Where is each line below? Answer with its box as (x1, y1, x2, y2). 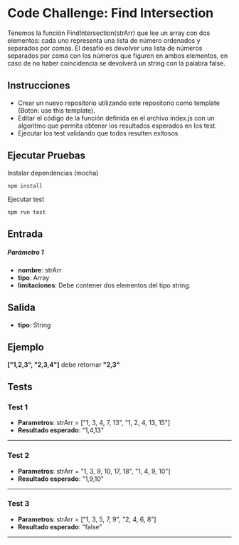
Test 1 (7, 402, 28, 412)
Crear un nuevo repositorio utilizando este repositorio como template (17, 98, 221, 107)
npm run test (7, 208, 46, 215)
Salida (7, 302, 36, 314)
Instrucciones (7, 80, 70, 92)
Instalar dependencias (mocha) (7, 168, 99, 177)
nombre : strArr (17, 265, 62, 274)
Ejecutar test (7, 195, 45, 203)
